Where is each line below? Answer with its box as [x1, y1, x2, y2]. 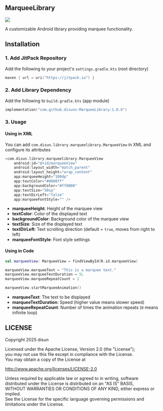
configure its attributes [5, 147, 51, 152]
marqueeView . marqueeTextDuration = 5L [5, 272, 84, 277]
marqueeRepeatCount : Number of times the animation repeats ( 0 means [12, 304, 159, 310]
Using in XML [5, 131, 33, 137]
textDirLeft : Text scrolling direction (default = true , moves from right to [12, 226, 155, 232]
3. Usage [5, 119, 27, 126]
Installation [5, 40, 40, 48]
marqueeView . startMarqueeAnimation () [5, 285, 82, 290]
